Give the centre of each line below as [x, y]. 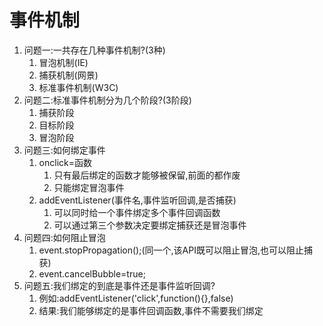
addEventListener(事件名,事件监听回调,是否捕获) [137, 200]
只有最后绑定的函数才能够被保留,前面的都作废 [147, 175]
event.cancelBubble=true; [92, 273]
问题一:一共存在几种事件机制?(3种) [94, 50]
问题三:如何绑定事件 [64, 150]
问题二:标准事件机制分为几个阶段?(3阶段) [107, 100]
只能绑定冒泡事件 [89, 187]
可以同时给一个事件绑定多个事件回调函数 [137, 212]
